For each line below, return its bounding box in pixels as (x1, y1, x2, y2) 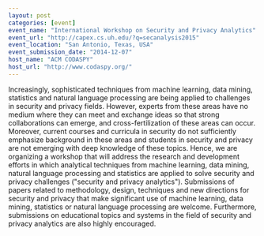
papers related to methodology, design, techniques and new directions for (8, 185, 250, 194)
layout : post (8, 11, 51, 20)
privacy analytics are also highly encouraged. (8, 219, 157, 228)
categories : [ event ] (8, 19, 77, 27)
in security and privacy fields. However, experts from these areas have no (8, 101, 249, 111)
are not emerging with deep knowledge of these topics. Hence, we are (8, 143, 238, 152)
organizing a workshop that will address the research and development (8, 152, 239, 161)
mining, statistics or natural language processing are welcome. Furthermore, (8, 202, 257, 212)
